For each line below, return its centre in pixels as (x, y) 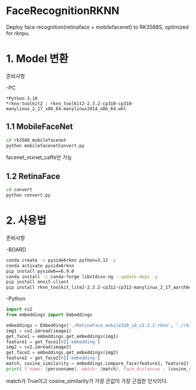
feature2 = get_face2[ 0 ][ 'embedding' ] (53, 358)
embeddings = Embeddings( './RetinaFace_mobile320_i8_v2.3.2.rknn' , (90, 325)
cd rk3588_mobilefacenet (36, 140)
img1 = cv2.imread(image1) (39, 331)
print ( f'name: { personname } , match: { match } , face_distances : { (88, 369)
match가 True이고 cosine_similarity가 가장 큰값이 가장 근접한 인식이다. (87, 381)
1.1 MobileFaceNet (40, 127)
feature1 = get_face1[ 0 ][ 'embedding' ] (53, 342)
